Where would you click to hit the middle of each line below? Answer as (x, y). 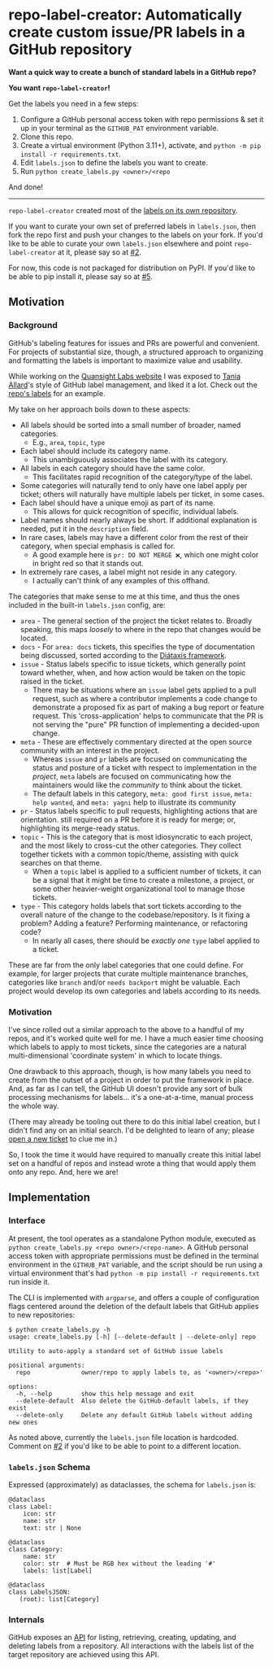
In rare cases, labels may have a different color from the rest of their (134, 537)
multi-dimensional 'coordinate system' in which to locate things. (115, 1055)
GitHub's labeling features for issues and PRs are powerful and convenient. (134, 343)
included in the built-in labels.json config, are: (87, 604)
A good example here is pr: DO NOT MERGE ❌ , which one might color (145, 554)
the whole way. (34, 1106)
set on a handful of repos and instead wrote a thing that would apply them (132, 1163)
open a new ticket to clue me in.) (63, 1139)
